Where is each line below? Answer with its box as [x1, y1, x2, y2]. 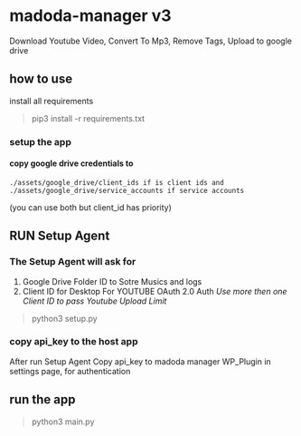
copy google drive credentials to [9, 158, 134, 169]
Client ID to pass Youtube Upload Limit [22, 296, 167, 306]
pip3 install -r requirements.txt [31, 112, 146, 123]
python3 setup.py [31, 313, 98, 324]
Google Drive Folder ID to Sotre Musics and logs [22, 276, 202, 286]
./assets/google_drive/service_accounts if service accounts [9, 186, 245, 195]
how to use [9, 72, 73, 87]
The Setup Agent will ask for [9, 256, 136, 268]
